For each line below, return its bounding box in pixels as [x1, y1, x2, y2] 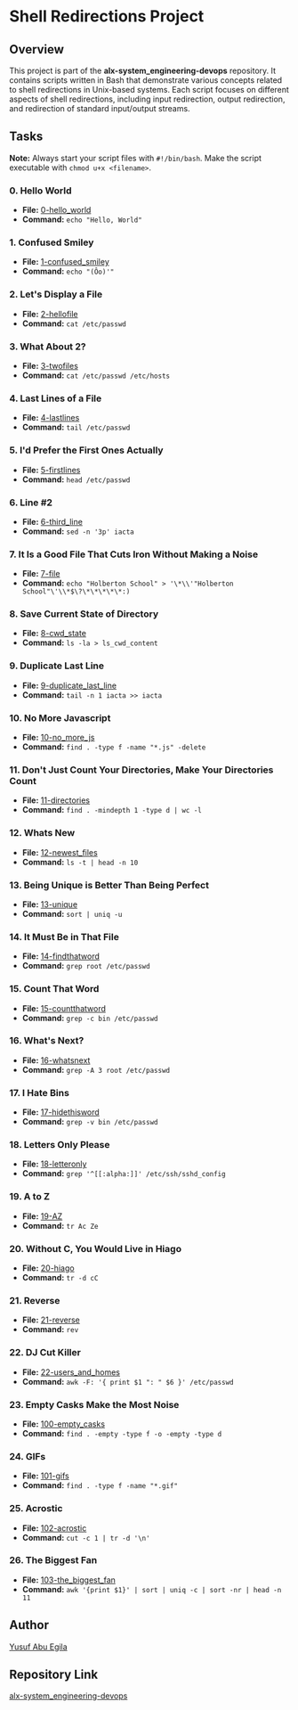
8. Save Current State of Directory [9, 608, 158, 620]
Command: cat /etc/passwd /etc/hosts [21, 370, 171, 380]
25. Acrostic [9, 1502, 63, 1515]
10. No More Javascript [9, 711, 111, 724]
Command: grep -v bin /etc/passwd [21, 1117, 158, 1127]
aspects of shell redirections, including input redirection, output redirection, [9, 94, 286, 104]
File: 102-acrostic [21, 1522, 87, 1534]
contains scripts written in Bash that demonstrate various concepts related [9, 75, 283, 86]
